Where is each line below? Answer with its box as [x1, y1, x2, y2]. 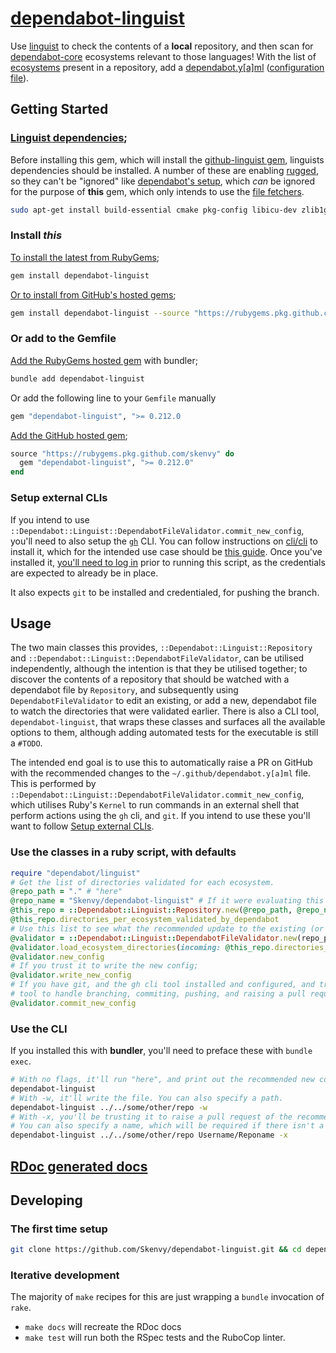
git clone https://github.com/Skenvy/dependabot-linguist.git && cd [10, 1245, 302, 1255]
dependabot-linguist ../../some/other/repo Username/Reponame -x [10, 1130, 288, 1141]
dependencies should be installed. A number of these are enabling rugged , [10, 164, 319, 176]
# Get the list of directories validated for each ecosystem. [10, 877, 275, 887]
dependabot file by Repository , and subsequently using [10, 684, 239, 696]
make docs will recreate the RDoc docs [24, 1321, 182, 1333]
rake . [10, 1302, 32, 1314]
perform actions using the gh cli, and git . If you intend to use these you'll [10, 810, 311, 822]
